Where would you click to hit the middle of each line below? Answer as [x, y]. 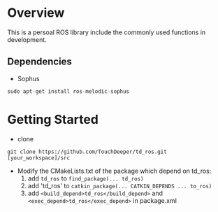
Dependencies [39, 62]
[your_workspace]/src [39, 158]
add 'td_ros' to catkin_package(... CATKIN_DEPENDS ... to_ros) [120, 185]
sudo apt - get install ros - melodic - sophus [68, 91]
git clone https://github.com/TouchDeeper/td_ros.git [87, 152]
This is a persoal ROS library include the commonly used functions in [107, 32]
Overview [36, 13]
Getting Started [53, 119]
